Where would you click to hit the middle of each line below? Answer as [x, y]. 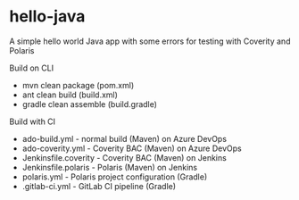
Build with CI [33, 121]
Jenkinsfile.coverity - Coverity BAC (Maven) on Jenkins [125, 157]
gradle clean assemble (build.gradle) [90, 104]
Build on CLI [32, 68]
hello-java [47, 17]
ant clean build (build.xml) [70, 95]
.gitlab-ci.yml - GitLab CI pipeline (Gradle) [99, 186]
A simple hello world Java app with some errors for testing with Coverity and [150, 41]
